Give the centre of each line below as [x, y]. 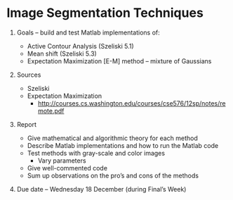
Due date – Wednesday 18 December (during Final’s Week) [101, 189]
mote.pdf [51, 111]
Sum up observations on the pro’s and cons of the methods [113, 175]
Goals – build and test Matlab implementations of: [88, 32]
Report [26, 124]
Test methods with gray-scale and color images [96, 153]
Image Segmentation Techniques [105, 13]
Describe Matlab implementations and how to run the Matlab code [123, 145]
